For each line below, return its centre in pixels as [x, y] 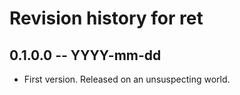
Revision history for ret [106, 18]
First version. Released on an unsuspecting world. [127, 79]
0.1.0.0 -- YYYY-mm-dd [85, 55]
